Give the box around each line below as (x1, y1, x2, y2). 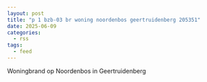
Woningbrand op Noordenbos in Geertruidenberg (7, 66, 146, 75)
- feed (13, 49, 32, 55)
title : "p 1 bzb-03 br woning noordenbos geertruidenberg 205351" (7, 16, 201, 23)
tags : (7, 42, 23, 49)
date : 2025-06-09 (7, 23, 57, 29)
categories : (7, 29, 41, 36)
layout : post (7, 10, 45, 17)
